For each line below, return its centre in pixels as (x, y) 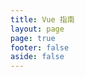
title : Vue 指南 (42, 19)
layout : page (37, 29)
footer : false (40, 47)
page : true (33, 38)
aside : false (37, 57)
